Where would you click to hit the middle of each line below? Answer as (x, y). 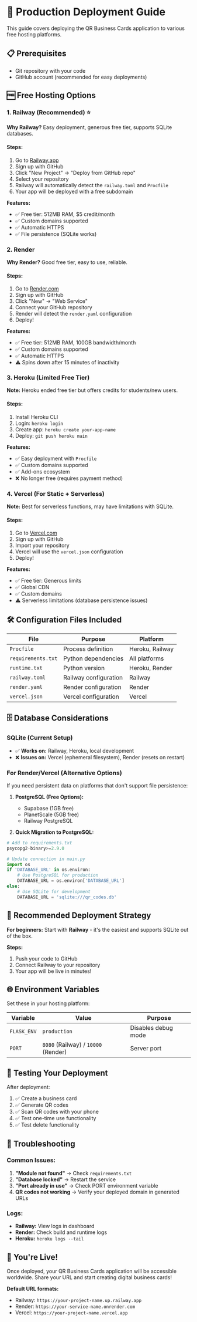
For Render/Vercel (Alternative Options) (64, 773)
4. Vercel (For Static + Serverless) (56, 493)
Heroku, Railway (151, 649)
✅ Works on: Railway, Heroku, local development (74, 750)
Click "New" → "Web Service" (51, 301)
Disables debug (151, 1028)
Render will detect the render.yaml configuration (73, 314)
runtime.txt (26, 668)
